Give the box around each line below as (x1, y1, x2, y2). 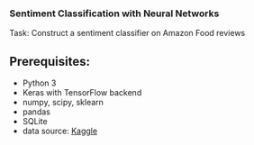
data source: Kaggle (22, 125, 97, 137)
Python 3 (22, 77, 57, 88)
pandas (22, 106, 51, 117)
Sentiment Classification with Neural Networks (9, 7, 220, 20)
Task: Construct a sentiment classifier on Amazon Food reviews (9, 28, 246, 39)
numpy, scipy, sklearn (22, 97, 104, 108)
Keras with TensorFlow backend (22, 87, 142, 98)
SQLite (22, 116, 48, 127)
